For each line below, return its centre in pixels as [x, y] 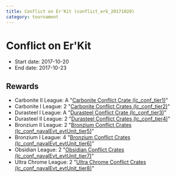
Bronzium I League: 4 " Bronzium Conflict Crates [72, 137]
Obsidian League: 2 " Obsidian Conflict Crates [69, 150]
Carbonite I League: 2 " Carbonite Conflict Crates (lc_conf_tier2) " [92, 107]
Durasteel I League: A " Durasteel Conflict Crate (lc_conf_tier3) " [90, 113]
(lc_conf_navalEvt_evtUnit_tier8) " [54, 168]
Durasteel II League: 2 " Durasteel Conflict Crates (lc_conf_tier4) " [92, 119]
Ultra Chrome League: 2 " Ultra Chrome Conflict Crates [80, 162]
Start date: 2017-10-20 [42, 62]
